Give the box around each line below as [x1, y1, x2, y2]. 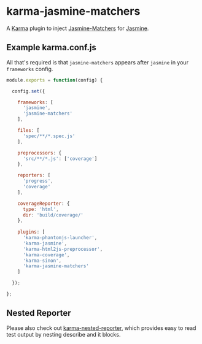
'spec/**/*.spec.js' [22, 133, 76, 139]
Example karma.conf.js [6, 42, 97, 53]
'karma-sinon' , [22, 258, 62, 264]
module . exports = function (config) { [6, 77, 103, 83]
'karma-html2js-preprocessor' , [22, 246, 103, 252]
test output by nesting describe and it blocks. [6, 331, 121, 338]
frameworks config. [6, 65, 53, 72]
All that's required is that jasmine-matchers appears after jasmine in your [6, 58, 189, 66]
